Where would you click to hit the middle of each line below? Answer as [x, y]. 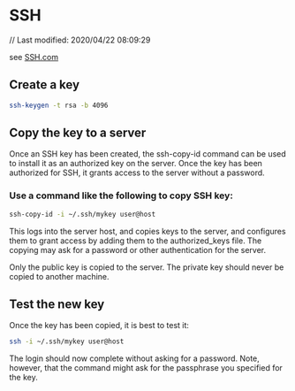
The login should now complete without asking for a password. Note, [135, 358]
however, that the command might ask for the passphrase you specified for [146, 368]
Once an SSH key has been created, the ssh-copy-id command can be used [148, 154]
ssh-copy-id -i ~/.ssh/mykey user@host [83, 214]
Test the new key [57, 304]
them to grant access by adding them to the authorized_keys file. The [136, 241]
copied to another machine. [59, 276]
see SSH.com [34, 57]
